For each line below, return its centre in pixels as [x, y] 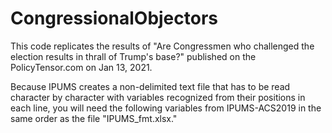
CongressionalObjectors [114, 18]
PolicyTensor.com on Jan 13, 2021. [81, 67]
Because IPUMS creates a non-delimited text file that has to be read [150, 86]
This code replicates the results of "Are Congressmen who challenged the [162, 46]
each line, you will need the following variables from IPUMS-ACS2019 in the [166, 108]
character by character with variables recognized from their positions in [158, 97]
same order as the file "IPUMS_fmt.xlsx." [94, 118]
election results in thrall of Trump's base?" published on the [133, 56]
